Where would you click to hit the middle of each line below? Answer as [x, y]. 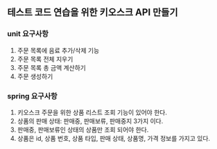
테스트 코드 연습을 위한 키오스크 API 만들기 [93, 12]
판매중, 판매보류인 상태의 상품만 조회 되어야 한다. [83, 130]
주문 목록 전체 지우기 [45, 59]
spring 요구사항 [32, 96]
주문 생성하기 [35, 76]
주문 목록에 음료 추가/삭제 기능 [58, 50]
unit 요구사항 [28, 34]
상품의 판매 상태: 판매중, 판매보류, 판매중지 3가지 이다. [90, 121]
